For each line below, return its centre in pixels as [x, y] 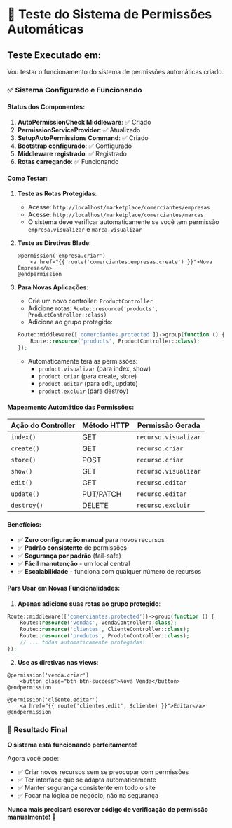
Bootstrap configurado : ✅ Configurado [74, 146]
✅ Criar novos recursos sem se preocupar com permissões [103, 772]
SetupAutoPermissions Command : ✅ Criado [83, 138]
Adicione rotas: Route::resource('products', [93, 308]
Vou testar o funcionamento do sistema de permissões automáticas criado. [116, 72]
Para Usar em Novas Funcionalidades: [64, 588]
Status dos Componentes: [46, 106]
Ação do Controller [43, 425]
